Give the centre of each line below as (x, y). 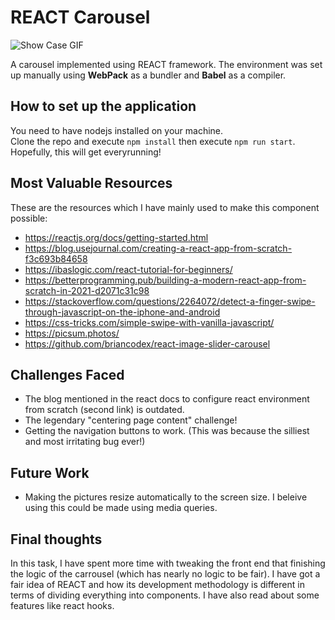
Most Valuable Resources (91, 183)
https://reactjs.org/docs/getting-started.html (116, 237)
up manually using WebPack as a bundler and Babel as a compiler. (148, 75)
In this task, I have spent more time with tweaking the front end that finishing (168, 563)
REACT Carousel (80, 17)
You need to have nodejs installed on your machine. (117, 130)
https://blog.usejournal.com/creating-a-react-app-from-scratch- (158, 248)
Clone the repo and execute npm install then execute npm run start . (153, 141)
